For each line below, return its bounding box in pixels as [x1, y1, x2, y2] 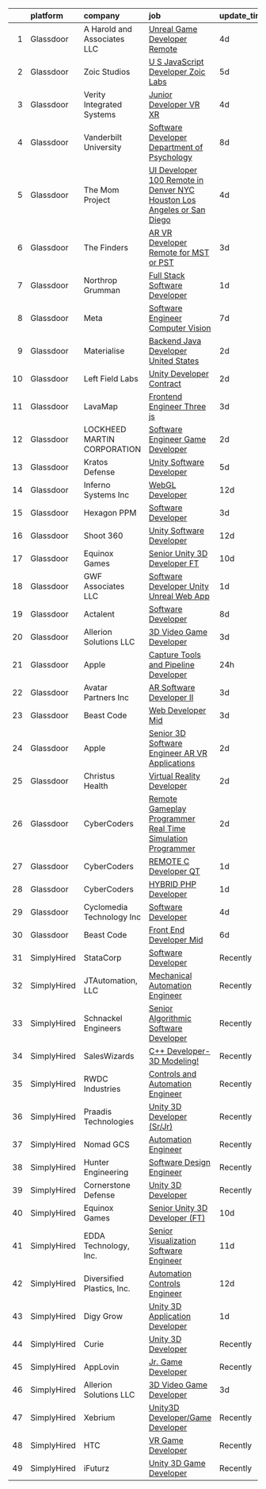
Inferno [83, 480, 111, 490]
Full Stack [148, 270, 185, 280]
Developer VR [148, 99, 200, 110]
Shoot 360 [83, 530, 123, 541]
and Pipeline [148, 659, 196, 670]
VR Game [148, 1435, 184, 1445]
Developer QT [148, 866, 200, 876]
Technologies [83, 1116, 135, 1127]
